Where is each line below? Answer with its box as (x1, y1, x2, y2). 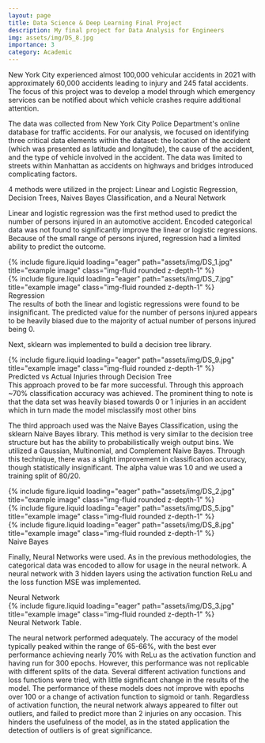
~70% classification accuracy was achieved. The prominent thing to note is (8, 389, 253, 398)
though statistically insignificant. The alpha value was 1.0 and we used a (8, 463, 243, 472)
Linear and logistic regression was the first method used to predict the (8, 209, 237, 217)
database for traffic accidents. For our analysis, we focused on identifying (8, 127, 249, 137)
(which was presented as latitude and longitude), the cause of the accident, (8, 144, 255, 153)
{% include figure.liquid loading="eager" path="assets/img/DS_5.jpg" (8, 504, 235, 512)
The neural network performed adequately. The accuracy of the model (8, 633, 239, 643)
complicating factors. (8, 169, 78, 179)
